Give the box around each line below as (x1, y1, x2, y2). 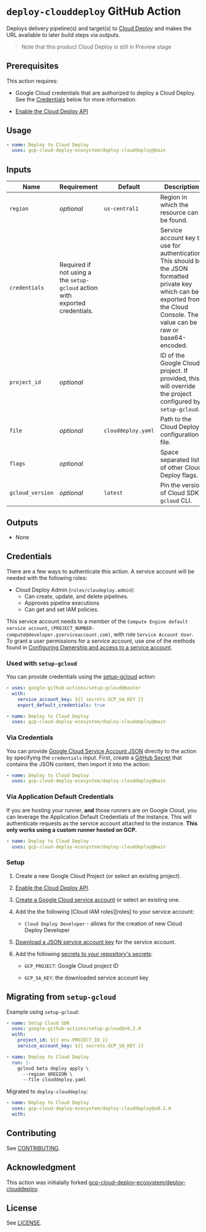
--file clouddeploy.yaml (22, 1077, 86, 1083)
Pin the (160, 481, 181, 490)
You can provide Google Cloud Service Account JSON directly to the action (6, 747, 197, 755)
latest (104, 490, 123, 496)
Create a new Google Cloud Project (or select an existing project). (15, 872, 182, 879)
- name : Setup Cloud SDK (6, 1020, 70, 1026)
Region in (160, 193, 188, 202)
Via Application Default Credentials (6, 793, 114, 801)
